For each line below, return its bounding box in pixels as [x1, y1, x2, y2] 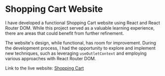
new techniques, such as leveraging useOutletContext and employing [5, 50, 147, 56]
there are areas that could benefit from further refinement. [5, 30, 124, 36]
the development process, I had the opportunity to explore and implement [5, 45, 156, 51]
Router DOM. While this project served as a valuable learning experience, [5, 25, 155, 31]
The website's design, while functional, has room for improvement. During [5, 39, 156, 45]
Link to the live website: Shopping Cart [5, 65, 84, 71]
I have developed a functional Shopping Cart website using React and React [5, 20, 160, 26]
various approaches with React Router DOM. [5, 55, 96, 61]
